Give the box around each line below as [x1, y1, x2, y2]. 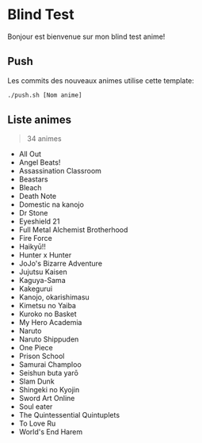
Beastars [18, 174, 48, 184]
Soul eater [18, 402, 53, 411]
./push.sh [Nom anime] [7, 91, 82, 99]
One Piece [18, 343, 53, 353]
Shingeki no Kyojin [18, 385, 80, 395]
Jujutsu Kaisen [18, 267, 68, 277]
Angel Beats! [18, 158, 61, 167]
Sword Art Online [18, 394, 75, 403]
